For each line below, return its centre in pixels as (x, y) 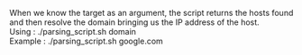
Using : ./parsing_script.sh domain (73, 31)
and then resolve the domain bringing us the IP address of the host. (134, 22)
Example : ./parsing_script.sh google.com (87, 41)
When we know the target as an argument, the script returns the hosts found (151, 13)
